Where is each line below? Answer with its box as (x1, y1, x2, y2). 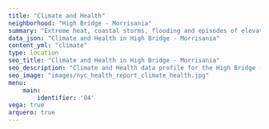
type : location (8, 49, 59, 57)
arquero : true (8, 109, 56, 117)
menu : (8, 79, 26, 87)
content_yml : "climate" (8, 42, 88, 50)
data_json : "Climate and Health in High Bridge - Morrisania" (8, 34, 220, 42)
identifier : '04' (37, 94, 94, 102)
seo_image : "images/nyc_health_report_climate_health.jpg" (8, 71, 210, 79)
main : (22, 86, 42, 95)
